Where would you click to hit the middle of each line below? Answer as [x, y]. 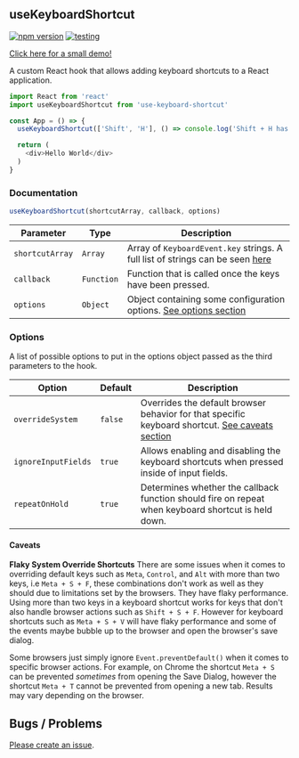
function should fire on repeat [202, 499]
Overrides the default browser [203, 403]
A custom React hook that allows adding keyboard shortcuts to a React [139, 70]
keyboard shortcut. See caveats [207, 425]
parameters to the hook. [53, 366]
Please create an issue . [52, 745]
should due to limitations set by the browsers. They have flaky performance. [149, 593]
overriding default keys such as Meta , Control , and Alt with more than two [145, 575]
